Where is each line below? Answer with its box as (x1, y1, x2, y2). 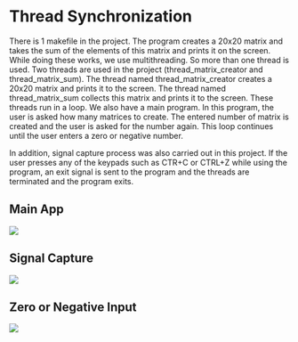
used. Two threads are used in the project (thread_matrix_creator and (9, 64, 264, 75)
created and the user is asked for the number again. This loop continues (9, 120, 274, 131)
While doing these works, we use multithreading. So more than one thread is (9, 54, 289, 65)
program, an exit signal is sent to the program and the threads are (9, 167, 250, 177)
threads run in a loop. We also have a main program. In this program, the (9, 102, 274, 112)
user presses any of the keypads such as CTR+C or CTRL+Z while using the (9, 157, 287, 167)
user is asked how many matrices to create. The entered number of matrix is (9, 111, 289, 122)
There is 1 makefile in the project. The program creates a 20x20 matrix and (9, 36, 283, 46)
